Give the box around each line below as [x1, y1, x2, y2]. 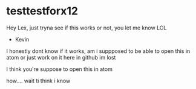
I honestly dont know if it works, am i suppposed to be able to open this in [6, 47, 191, 55]
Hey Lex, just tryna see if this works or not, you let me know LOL [6, 24, 167, 31]
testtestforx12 [6, 4, 79, 18]
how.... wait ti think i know [6, 77, 71, 84]
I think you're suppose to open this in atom [6, 65, 113, 73]
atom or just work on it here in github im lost [6, 54, 116, 61]
